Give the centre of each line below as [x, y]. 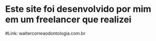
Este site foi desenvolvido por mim [78, 9]
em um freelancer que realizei [68, 20]
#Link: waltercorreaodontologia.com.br [45, 33]
